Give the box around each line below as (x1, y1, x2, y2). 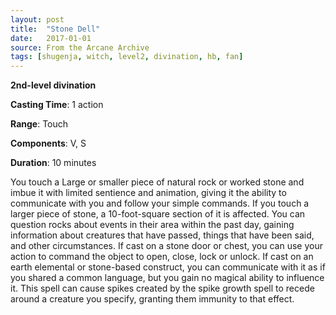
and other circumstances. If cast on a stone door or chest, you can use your (10, 240, 323, 252)
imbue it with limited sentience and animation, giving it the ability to (10, 187, 287, 199)
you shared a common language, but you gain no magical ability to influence (10, 272, 325, 284)
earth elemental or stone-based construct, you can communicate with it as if (10, 261, 326, 273)
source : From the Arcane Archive (10, 42, 150, 53)
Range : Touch (10, 118, 69, 130)
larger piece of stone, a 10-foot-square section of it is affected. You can (10, 208, 306, 220)
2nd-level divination (10, 79, 97, 91)
